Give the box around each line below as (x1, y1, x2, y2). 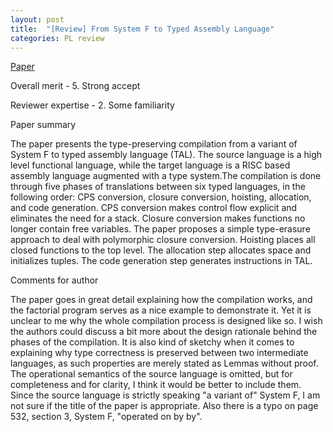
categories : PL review (10, 33, 105, 43)
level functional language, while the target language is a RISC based (10, 159, 291, 171)
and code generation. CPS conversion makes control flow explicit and (10, 202, 298, 214)
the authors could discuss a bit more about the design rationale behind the (10, 326, 318, 338)
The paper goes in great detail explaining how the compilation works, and (10, 294, 313, 306)
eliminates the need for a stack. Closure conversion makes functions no (10, 212, 306, 225)
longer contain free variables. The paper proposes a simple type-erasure (10, 223, 311, 235)
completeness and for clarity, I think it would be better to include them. (10, 379, 302, 391)
